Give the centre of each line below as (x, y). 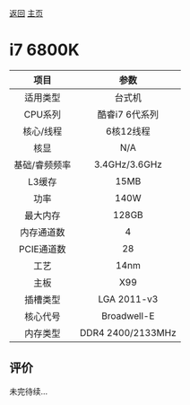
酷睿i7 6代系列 (128, 114)
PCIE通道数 (42, 249)
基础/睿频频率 (43, 164)
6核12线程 (128, 131)
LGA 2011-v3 (128, 299)
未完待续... (29, 391)
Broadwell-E (128, 315)
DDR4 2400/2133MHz (128, 332)
